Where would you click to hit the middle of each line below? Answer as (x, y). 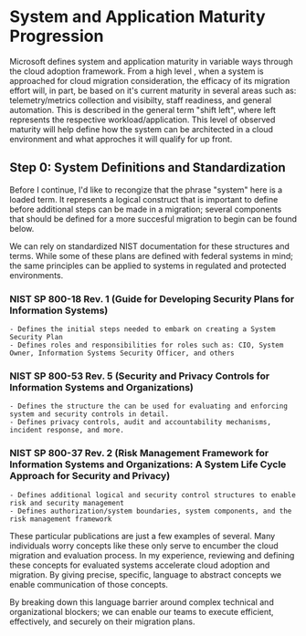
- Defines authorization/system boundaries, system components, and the (151, 511)
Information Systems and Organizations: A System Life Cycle (148, 464)
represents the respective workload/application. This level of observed (142, 120)
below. (22, 228)
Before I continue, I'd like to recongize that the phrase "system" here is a (146, 190)
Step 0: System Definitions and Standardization (148, 167)
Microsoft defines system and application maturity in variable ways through (152, 61)
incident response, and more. (67, 431)
